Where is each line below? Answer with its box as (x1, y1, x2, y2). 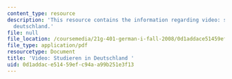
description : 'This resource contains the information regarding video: (7, 16, 221, 23)
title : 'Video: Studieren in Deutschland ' (7, 55, 135, 62)
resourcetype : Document (7, 49, 76, 56)
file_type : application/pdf (7, 42, 88, 49)
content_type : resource (7, 10, 76, 17)
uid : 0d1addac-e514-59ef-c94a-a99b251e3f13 (7, 61, 135, 68)
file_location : (7, 36, 51, 43)
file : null (7, 29, 39, 36)
